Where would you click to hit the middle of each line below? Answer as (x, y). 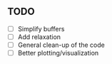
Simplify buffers (41, 28)
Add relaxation (39, 37)
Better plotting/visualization (58, 53)
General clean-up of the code (61, 45)
